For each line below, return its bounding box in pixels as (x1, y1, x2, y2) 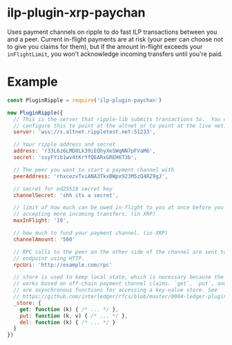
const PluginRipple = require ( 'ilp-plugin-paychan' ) (7, 97, 162, 104)
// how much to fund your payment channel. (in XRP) (13, 230, 168, 236)
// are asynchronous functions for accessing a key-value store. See (13, 287, 217, 294)
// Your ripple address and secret (13, 141, 116, 148)
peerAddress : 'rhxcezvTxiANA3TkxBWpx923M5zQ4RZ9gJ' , (13, 173, 168, 180)
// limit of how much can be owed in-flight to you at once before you (13, 204, 224, 212)
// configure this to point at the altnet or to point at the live (13, 122, 212, 129)
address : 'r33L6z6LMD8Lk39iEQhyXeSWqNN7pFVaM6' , (13, 147, 156, 155)
